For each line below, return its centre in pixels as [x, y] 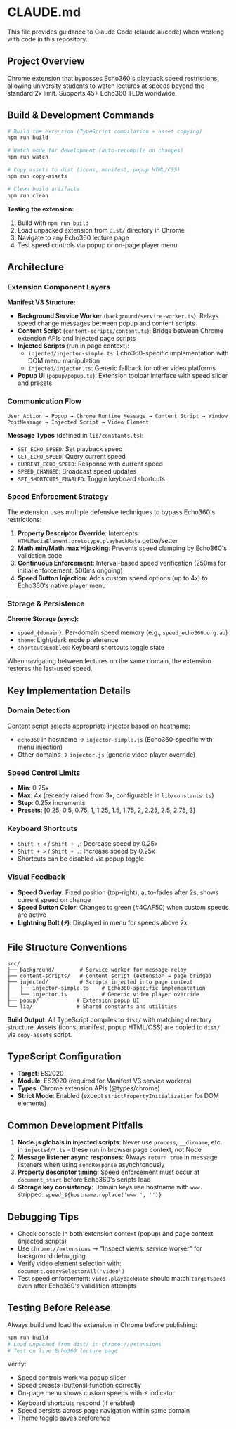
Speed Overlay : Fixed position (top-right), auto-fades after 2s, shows [118, 892]
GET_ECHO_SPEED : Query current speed [72, 456]
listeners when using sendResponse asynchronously [91, 1165]
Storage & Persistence [46, 603]
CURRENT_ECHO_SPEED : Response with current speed [90, 464]
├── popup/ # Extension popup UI [73, 1000]
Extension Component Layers [59, 287]
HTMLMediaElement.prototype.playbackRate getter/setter [98, 540]
